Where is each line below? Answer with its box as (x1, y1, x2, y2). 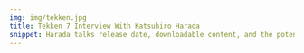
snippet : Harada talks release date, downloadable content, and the (9, 30, 273, 39)
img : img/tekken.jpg (9, 13, 88, 22)
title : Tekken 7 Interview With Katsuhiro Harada (9, 22, 201, 31)
